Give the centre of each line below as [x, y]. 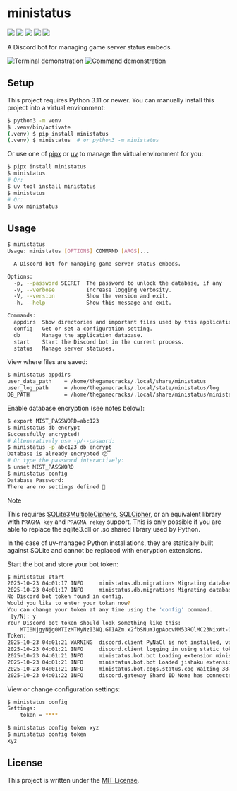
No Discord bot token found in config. [66, 597]
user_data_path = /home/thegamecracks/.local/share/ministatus [107, 382]
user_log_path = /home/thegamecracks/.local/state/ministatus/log [113, 388]
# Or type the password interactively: [66, 461]
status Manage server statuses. [64, 348]
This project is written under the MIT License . [73, 780]
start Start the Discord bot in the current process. [99, 342]
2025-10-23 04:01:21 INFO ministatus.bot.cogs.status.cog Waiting [113, 669]
